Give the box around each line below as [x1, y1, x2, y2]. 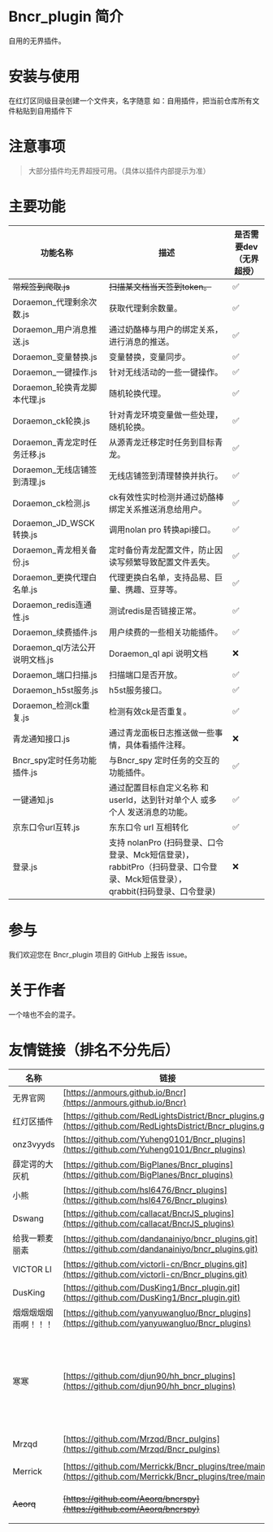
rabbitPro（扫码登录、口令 [108, 861, 210, 872]
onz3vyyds [12, 1139, 55, 1150]
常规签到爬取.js [12, 281, 71, 293]
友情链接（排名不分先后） [8, 1041, 180, 1059]
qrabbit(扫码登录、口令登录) [108, 885, 216, 896]
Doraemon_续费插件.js [12, 627, 97, 638]
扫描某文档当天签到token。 [108, 281, 212, 293]
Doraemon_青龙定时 [12, 436, 89, 448]
